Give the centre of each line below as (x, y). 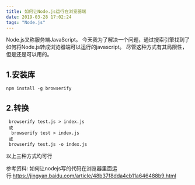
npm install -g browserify (39, 88)
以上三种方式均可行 (29, 156)
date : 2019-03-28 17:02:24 (39, 17)
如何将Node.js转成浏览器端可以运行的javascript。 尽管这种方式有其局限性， (97, 47)
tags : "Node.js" (26, 22)
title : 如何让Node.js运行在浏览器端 (46, 11)
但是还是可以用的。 (29, 54)
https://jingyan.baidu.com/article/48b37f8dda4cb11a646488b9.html (94, 176)
